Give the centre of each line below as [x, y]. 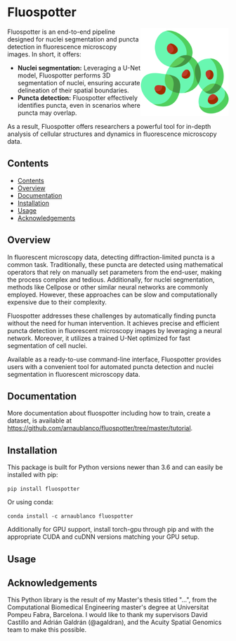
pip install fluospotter [44, 489]
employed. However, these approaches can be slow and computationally [112, 294]
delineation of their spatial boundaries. [73, 90]
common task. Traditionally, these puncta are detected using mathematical [115, 264]
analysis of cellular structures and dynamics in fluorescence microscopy [112, 134]
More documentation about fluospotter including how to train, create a [109, 413]
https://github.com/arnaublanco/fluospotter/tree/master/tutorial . [100, 428]
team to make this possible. [47, 630]
